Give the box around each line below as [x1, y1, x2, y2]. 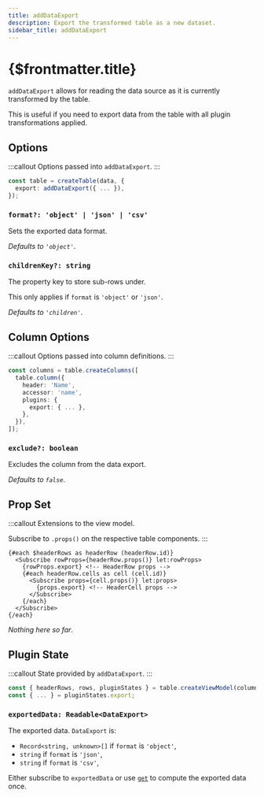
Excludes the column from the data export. [8, 460, 147, 469]
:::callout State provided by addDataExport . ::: [8, 669, 153, 678]
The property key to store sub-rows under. [8, 277, 146, 287]
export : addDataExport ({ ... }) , [15, 184, 125, 192]
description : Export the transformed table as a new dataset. [8, 19, 216, 27]
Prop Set [8, 498, 51, 511]
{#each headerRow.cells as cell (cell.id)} [22, 570, 167, 578]
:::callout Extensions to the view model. [8, 519, 135, 528]
